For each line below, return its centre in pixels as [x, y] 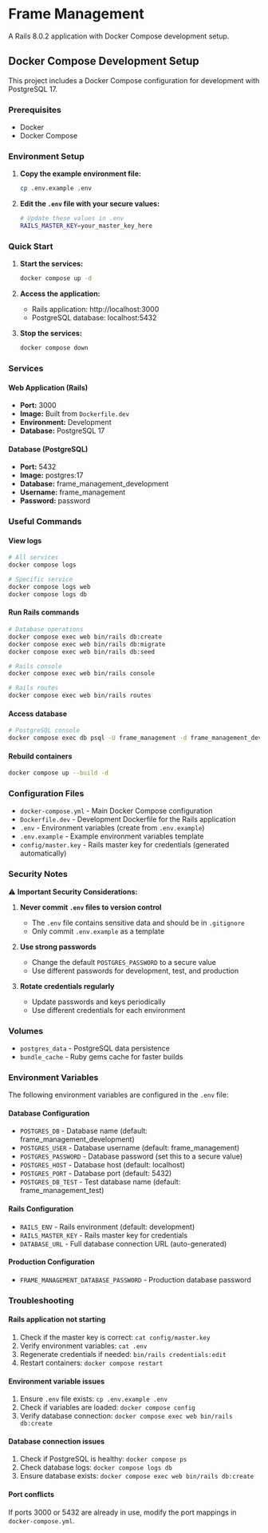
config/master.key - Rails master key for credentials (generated [124, 845]
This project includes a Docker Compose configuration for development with [134, 80]
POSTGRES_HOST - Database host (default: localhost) [102, 1165]
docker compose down [54, 348]
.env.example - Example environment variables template [112, 836]
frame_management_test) [62, 1191]
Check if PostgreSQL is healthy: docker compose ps [103, 1459]
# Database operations [46, 630]
